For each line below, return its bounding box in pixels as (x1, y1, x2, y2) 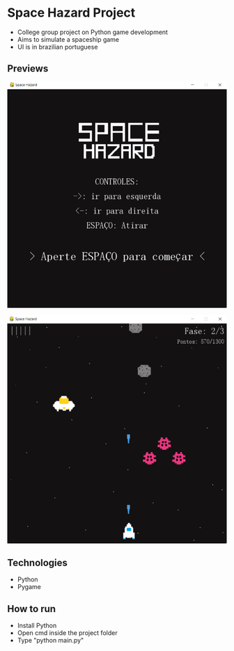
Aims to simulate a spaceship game (17, 35, 120, 43)
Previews (7, 63, 49, 74)
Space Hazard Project (7, 5, 136, 21)
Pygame (17, 583, 42, 591)
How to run (7, 603, 56, 615)
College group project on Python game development (17, 28, 169, 36)
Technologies (7, 557, 68, 569)
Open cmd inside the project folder (17, 629, 118, 637)
